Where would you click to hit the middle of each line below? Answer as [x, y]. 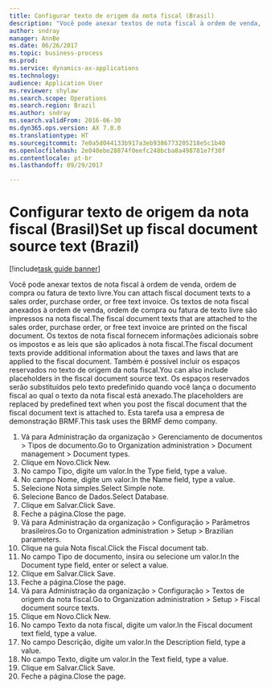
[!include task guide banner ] [55, 269]
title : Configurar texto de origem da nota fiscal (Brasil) [112, 16]
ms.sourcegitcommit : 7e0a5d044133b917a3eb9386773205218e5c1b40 [117, 143]
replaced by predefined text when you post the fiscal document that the [128, 404]
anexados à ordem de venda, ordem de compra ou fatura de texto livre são [133, 310]
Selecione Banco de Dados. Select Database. [95, 497]
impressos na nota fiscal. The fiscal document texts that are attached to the [133, 319]
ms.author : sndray [40, 113]
